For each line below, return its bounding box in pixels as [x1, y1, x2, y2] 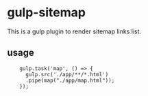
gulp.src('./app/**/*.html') [25, 71, 109, 78]
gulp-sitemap [7, 5, 86, 20]
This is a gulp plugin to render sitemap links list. [7, 27, 142, 35]
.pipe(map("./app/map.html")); [25, 77, 115, 84]
